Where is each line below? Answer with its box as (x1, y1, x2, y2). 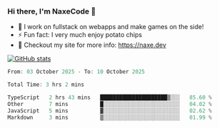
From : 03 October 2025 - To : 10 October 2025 (7, 68, 145, 75)
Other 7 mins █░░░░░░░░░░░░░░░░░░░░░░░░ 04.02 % (7, 100, 213, 107)
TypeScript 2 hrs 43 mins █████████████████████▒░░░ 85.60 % (7, 94, 213, 102)
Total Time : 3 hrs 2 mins (7, 81, 84, 88)
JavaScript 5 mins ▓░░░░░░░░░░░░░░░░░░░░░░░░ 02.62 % (7, 107, 213, 114)
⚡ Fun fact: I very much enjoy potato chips (17, 31, 143, 39)
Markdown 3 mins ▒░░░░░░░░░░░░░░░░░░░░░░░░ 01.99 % (7, 114, 213, 121)
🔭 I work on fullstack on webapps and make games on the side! (17, 23, 205, 31)
